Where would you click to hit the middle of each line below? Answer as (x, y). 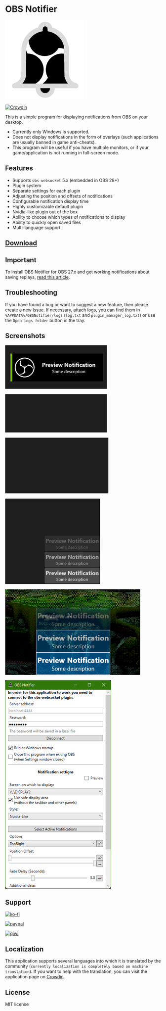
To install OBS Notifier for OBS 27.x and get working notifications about (77, 272)
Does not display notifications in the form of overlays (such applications (85, 137)
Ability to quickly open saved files (46, 222)
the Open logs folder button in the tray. (45, 320)
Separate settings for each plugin (46, 191)
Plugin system (27, 185)
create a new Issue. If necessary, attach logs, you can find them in (73, 310)
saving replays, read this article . (38, 277)
